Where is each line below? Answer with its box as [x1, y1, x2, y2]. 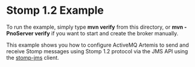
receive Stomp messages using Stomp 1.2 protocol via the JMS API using [6, 47, 188, 54]
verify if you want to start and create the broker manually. [34, 29, 179, 36]
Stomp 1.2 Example [6, 4, 104, 17]
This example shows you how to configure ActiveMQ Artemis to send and [6, 41, 189, 48]
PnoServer [6, 29, 34, 36]
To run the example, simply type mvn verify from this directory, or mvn [6, 23, 184, 31]
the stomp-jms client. [6, 54, 59, 61]
